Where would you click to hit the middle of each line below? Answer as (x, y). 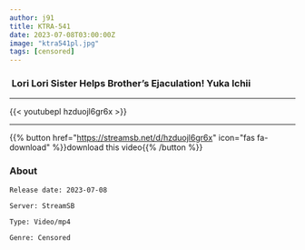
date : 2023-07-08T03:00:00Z (63, 35)
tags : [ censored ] (42, 52)
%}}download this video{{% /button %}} (128, 147)
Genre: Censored (40, 237)
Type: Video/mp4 (40, 222)
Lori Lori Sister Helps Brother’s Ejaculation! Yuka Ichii (131, 84)
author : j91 (32, 18)
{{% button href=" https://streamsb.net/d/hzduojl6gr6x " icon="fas (133, 138)
